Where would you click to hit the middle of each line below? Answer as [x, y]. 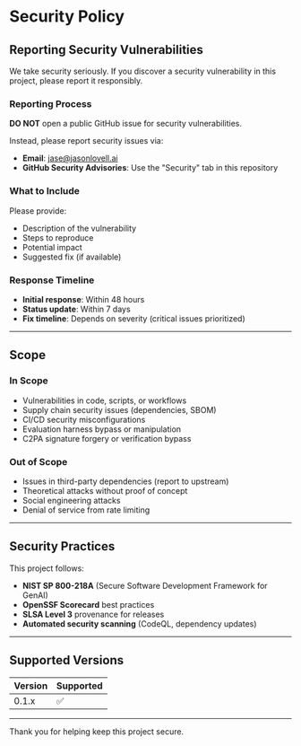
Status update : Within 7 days [77, 309]
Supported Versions [66, 660]
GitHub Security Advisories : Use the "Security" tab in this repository [150, 168]
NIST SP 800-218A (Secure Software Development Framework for [145, 585]
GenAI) [35, 595]
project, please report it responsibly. [76, 81]
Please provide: [38, 211]
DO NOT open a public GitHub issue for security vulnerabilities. [126, 124]
